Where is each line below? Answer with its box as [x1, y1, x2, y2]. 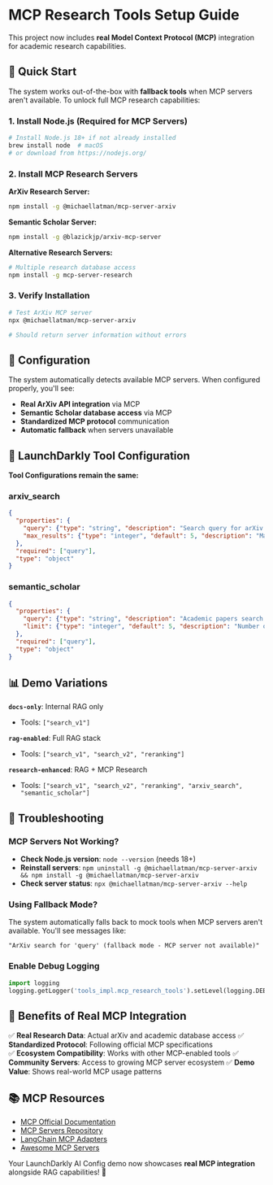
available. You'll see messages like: [8, 926, 127, 936]
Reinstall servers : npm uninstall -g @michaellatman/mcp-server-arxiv [19, 863, 258, 873]
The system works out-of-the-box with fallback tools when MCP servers [8, 86, 253, 96]
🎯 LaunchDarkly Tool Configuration [8, 449, 190, 463]
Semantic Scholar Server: [8, 217, 97, 227]
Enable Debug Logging [8, 961, 100, 972]
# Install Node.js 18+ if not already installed [8, 134, 176, 142]
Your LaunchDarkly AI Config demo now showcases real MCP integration [8, 1159, 256, 1169]
